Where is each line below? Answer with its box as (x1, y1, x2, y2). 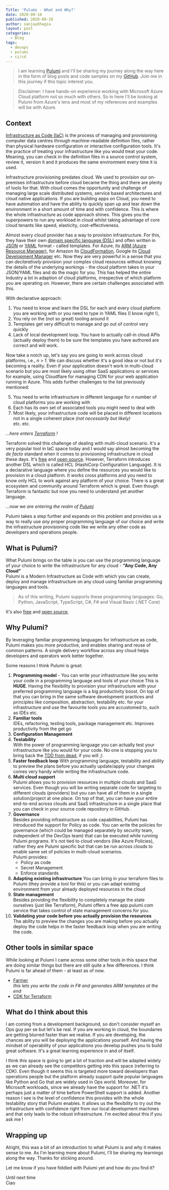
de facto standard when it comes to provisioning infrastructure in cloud (6, 451, 153, 457)
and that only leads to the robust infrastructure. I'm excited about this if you (6, 1111, 162, 1117)
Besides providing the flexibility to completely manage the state (13, 897, 145, 903)
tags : (6, 40, 17, 45)
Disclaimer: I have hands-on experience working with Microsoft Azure (18, 89, 163, 95)
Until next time (6, 1174, 36, 1180)
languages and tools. (6, 584, 49, 590)
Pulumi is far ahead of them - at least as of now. (6, 967, 105, 974)
